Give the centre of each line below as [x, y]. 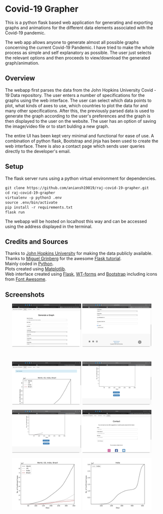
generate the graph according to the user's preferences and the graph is [78, 116]
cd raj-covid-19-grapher [30, 193]
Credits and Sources [37, 241]
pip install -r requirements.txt [39, 207]
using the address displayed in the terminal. [49, 226]
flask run [15, 212]
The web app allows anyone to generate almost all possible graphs [72, 42]
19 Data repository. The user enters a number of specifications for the [75, 95]
